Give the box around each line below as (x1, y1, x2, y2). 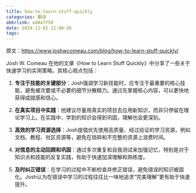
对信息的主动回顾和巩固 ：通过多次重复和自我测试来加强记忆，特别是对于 (14, 146, 189, 153)
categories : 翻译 (6, 14, 47, 20)
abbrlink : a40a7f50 (6, 19, 54, 25)
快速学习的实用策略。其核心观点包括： (6, 67, 98, 74)
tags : (6, 31, 19, 36)
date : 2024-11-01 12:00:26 (6, 25, 72, 31)
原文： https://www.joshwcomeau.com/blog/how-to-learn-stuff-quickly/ (6, 48, 179, 55)
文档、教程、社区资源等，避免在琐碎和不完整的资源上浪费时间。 (14, 134, 169, 141)
